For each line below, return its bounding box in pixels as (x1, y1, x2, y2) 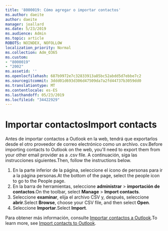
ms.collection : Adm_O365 (5, 50, 58, 55)
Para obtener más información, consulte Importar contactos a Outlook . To (5, 215, 158, 221)
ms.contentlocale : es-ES (5, 87, 58, 93)
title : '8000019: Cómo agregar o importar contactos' (5, 7, 121, 13)
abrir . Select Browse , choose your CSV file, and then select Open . (12, 200, 150, 206)
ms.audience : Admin (5, 31, 47, 36)
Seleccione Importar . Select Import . (12, 205, 88, 211)
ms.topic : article (5, 36, 44, 41)
